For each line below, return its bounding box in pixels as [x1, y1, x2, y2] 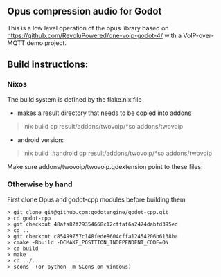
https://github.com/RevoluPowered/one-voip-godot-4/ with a [7, 31, 182, 39]
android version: [17, 135, 64, 144]
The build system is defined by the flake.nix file [7, 95, 142, 103]
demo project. [26, 38, 67, 47]
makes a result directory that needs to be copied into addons [17, 109, 192, 117]
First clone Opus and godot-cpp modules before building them [7, 195, 186, 204]
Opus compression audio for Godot [7, 6, 162, 17]
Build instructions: [7, 59, 89, 71]
